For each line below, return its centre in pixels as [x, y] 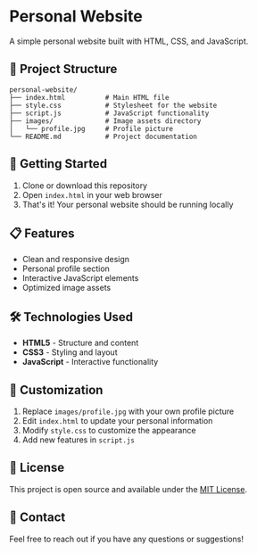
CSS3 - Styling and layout [70, 352]
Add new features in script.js [79, 440]
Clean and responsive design [76, 260]
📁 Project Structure [63, 69]
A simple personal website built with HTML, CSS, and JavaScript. [129, 41]
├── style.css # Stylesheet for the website [113, 105]
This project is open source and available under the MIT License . [128, 489]
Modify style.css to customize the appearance [109, 430]
